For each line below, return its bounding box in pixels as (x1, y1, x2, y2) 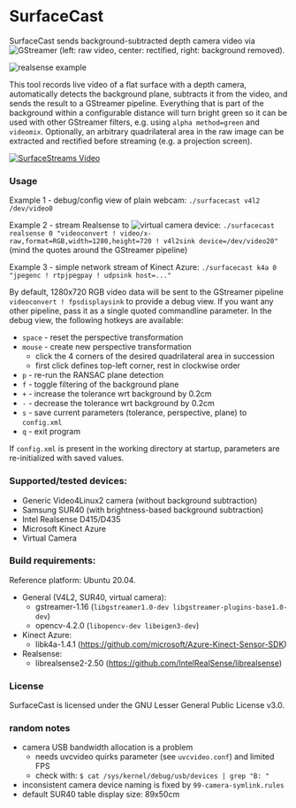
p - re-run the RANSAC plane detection (21, 370, 164, 381)
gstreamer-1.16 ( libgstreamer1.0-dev (34, 601, 170, 612)
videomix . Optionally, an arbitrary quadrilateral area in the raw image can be (9, 126, 285, 136)
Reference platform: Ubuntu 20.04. (9, 574, 136, 585)
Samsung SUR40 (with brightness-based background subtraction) (21, 504, 264, 515)
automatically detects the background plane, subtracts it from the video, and (9, 88, 288, 99)
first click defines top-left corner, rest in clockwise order (34, 360, 241, 371)
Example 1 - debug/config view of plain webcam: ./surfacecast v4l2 (9, 195, 261, 205)
